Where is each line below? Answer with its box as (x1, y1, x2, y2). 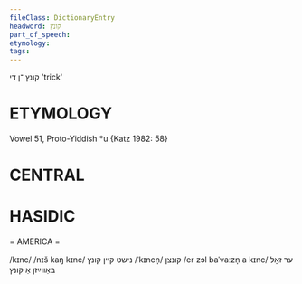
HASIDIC (9, 206, 76, 227)
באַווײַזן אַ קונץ (9, 264, 56, 276)
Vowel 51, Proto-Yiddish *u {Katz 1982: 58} (9, 133, 169, 145)
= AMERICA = (9, 236, 61, 247)
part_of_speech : (9, 30, 71, 39)
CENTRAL (9, 165, 85, 185)
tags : (9, 47, 30, 56)
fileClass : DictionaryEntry (9, 13, 116, 23)
